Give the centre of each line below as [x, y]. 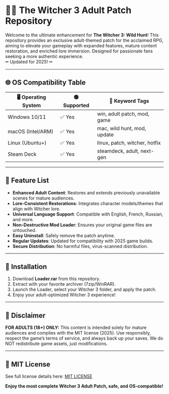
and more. [23, 219]
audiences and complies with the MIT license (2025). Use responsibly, [78, 333]
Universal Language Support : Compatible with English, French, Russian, [88, 214]
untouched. [24, 230]
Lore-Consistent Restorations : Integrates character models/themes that [88, 203]
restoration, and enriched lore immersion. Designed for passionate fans [79, 51]
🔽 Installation [26, 267]
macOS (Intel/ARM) [31, 132]
